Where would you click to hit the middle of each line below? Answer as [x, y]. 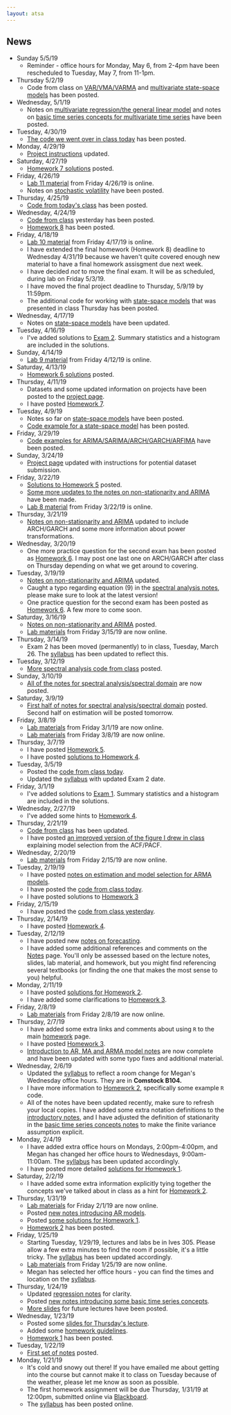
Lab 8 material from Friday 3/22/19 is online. [90, 507]
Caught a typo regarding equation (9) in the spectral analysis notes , [123, 588]
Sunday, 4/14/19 [39, 352]
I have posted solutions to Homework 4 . [83, 757]
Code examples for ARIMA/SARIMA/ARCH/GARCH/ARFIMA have [119, 441]
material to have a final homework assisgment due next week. [115, 264]
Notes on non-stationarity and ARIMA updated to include [108, 522]
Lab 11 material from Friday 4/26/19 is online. [90, 183]
